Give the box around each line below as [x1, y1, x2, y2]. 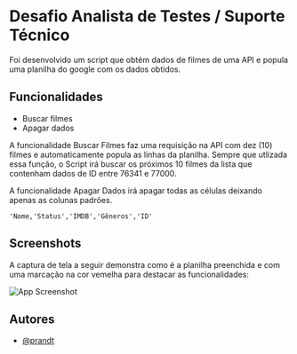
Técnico [9, 25, 70, 45]
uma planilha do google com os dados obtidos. [9, 64, 181, 75]
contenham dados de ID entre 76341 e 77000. [9, 168, 177, 178]
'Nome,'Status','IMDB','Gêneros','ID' [9, 211, 153, 221]
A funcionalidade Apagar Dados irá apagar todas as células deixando [9, 185, 262, 196]
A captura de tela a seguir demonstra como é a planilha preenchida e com [9, 259, 280, 270]
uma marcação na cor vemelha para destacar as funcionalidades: [9, 269, 249, 279]
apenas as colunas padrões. [9, 194, 113, 205]
